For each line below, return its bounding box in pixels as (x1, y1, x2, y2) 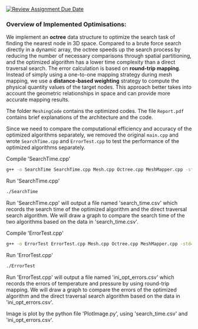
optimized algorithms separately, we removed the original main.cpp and (6, 131, 179, 138)
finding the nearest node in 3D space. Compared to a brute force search (6, 40, 181, 47)
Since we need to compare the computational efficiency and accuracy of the (6, 125, 192, 132)
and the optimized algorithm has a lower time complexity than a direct (6, 59, 176, 66)
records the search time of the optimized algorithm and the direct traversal (6, 206, 187, 213)
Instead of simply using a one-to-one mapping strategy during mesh (6, 71, 172, 78)
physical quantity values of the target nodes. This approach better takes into (6, 84, 192, 91)
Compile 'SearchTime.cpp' (6, 155, 71, 162)
